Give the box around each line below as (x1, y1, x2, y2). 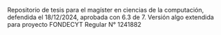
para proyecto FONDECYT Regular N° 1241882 (7, 21, 142, 28)
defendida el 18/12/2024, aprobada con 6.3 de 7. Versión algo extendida (7, 13, 215, 21)
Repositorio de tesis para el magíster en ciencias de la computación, (7, 6, 204, 14)
